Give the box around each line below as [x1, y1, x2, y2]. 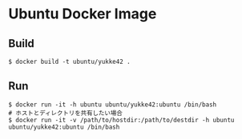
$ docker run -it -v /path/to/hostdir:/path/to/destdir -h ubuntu [8, 116, 235, 124]
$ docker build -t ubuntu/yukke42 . [8, 58, 131, 66]
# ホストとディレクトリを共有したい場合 [8, 109, 123, 117]
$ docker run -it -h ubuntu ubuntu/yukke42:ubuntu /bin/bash [8, 101, 217, 109]
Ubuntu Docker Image [8, 5, 157, 23]
